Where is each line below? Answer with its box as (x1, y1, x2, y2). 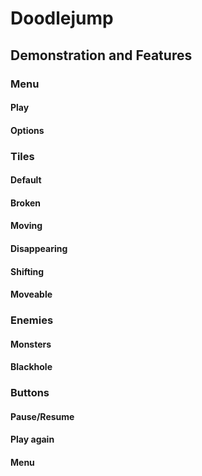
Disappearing (10, 242, 68, 254)
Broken (10, 197, 42, 209)
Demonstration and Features (10, 47, 193, 64)
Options (10, 124, 45, 136)
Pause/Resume (10, 410, 75, 422)
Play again (10, 433, 55, 446)
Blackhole (10, 361, 53, 373)
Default (10, 174, 42, 186)
